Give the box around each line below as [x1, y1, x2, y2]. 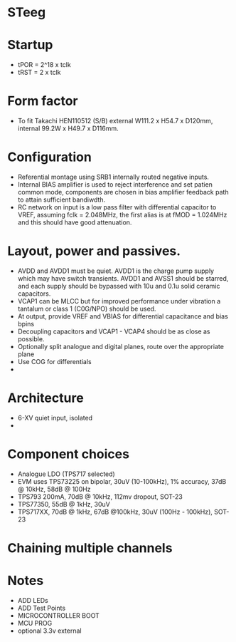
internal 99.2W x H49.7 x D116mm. [17, 124, 119, 133]
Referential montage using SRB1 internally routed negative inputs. [17, 172, 210, 181]
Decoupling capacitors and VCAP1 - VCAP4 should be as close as [17, 327, 211, 336]
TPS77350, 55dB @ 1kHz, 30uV [17, 499, 110, 508]
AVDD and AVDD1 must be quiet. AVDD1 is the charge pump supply [17, 266, 215, 275]
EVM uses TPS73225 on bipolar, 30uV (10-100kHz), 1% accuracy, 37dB [17, 477, 227, 485]
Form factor [7, 93, 78, 109]
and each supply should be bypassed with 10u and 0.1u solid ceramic [17, 281, 220, 290]
